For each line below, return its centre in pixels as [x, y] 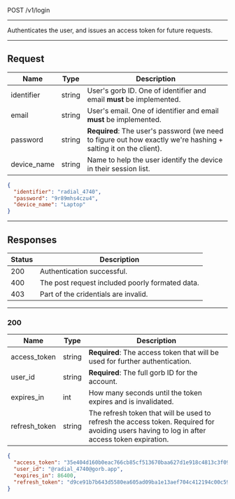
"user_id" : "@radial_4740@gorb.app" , [69, 470]
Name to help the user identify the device [155, 159]
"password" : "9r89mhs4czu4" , [56, 198]
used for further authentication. [140, 361]
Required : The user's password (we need [155, 131]
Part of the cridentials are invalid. [94, 294]
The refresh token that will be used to [150, 413]
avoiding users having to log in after [147, 431]
